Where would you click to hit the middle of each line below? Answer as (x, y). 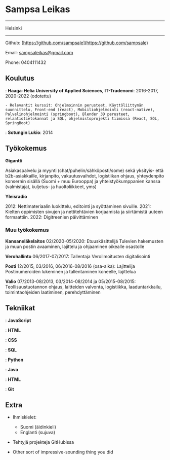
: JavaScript (18, 320)
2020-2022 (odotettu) (28, 96)
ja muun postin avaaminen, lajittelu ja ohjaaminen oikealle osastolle (75, 246)
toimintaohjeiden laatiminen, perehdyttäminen (53, 292)
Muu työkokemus (27, 230)
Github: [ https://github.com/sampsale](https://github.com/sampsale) (77, 43)
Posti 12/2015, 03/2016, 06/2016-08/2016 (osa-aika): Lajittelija (70, 266)
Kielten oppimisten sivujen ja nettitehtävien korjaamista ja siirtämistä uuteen (84, 211)
